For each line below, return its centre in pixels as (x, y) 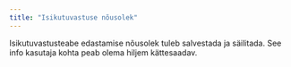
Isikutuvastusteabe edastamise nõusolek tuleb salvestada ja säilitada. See (145, 43)
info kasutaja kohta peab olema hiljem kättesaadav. (103, 52)
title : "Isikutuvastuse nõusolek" (74, 17)
